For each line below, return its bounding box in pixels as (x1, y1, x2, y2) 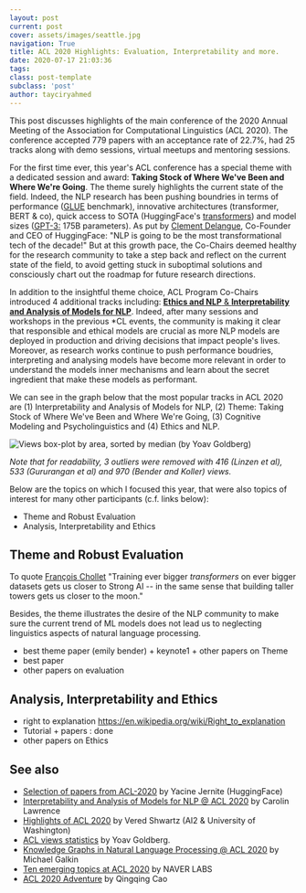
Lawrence (22, 805, 61, 816)
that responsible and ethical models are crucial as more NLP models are (9, 325, 280, 336)
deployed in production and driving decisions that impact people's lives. (9, 335, 280, 346)
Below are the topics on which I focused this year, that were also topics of (9, 484, 288, 494)
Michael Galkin (22, 854, 79, 865)
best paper (22, 655, 65, 666)
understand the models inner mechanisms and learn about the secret (9, 364, 269, 375)
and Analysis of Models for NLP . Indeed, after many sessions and (9, 305, 259, 316)
